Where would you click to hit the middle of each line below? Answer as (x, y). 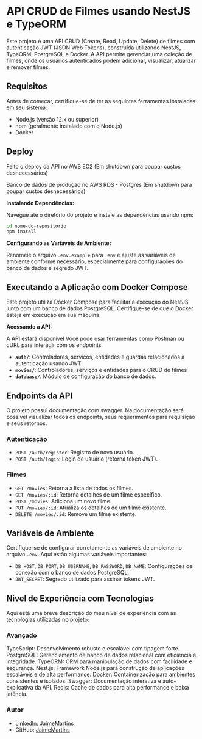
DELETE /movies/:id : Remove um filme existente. (76, 514)
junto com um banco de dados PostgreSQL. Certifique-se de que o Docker (100, 308)
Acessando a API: (29, 327)
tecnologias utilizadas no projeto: (48, 620)
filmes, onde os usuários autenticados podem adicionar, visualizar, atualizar (101, 60)
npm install (21, 231)
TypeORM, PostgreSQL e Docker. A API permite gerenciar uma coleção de (99, 54)
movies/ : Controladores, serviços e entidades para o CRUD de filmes (101, 370)
